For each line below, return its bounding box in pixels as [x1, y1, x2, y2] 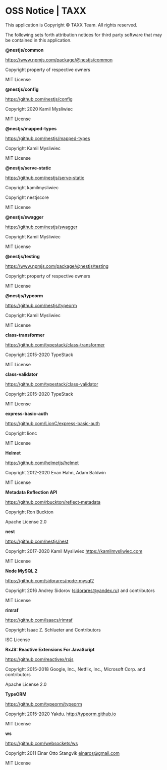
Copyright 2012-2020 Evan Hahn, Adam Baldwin [5, 469, 106, 475]
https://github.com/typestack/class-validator [5, 381, 98, 387]
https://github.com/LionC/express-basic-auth [5, 420, 100, 426]
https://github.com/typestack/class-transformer [5, 341, 105, 347]
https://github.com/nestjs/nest [5, 538, 69, 544]
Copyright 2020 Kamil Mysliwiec [5, 106, 73, 112]
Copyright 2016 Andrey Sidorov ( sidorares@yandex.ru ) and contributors [5, 587, 155, 593]
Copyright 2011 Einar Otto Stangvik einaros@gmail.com [5, 750, 120, 756]
